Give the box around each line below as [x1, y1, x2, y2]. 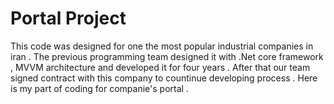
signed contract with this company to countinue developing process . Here [10, 72, 318, 84]
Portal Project [10, 7, 127, 30]
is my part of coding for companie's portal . [10, 82, 189, 94]
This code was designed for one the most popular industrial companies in [10, 40, 314, 52]
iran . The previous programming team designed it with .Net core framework [10, 50, 324, 62]
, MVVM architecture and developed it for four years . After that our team [10, 61, 311, 73]
